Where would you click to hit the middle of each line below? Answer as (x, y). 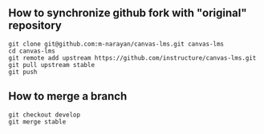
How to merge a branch (68, 96)
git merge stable (37, 122)
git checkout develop (45, 115)
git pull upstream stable (51, 65)
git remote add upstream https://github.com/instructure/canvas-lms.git (132, 58)
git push (23, 72)
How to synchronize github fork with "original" (128, 13)
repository (35, 26)
